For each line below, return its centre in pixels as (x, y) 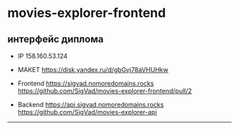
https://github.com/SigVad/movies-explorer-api (87, 112)
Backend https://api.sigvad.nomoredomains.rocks (91, 105)
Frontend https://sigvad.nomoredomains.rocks (86, 83)
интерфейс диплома (55, 39)
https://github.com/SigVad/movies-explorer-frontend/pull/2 (105, 91)
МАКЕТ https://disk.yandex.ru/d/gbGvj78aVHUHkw (93, 70)
